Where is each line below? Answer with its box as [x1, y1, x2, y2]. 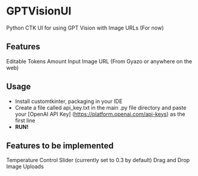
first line [14, 116, 36, 124]
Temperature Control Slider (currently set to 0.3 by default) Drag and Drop [6, 157, 190, 164]
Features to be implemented [6, 140, 114, 151]
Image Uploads [6, 163, 44, 170]
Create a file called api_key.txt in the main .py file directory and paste [14, 104, 187, 111]
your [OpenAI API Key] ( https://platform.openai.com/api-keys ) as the [14, 110, 185, 118]
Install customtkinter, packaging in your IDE [14, 98, 123, 105]
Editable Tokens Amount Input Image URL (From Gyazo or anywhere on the [6, 57, 193, 64]
